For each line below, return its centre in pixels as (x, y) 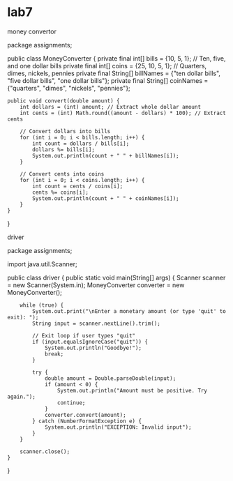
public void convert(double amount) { (63, 101)
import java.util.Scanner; (43, 264)
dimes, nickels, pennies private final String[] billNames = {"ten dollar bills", (114, 73)
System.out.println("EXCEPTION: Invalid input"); (118, 427)
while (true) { (42, 305)
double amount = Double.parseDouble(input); (110, 378)
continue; (71, 403)
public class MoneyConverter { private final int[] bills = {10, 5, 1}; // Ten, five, (116, 58)
